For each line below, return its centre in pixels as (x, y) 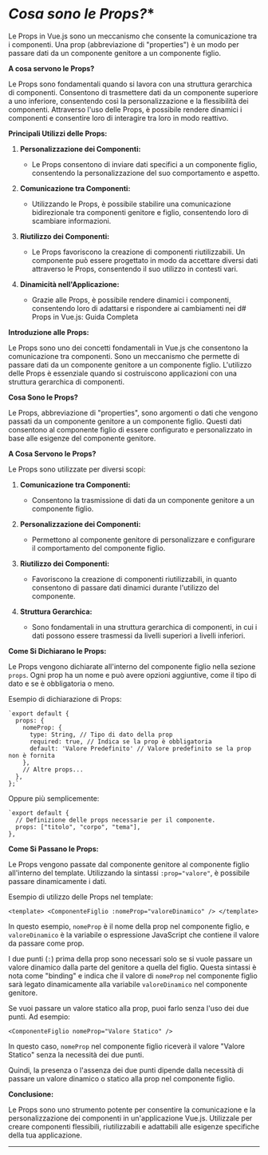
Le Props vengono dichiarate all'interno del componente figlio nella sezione (132, 666)
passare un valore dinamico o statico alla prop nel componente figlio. (122, 1078)
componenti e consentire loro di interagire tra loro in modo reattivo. (118, 117)
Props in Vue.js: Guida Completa (85, 317)
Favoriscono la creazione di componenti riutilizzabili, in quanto (134, 579)
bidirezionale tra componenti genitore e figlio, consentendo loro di (140, 212)
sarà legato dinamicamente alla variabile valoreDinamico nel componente (128, 984)
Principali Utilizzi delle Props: (58, 133)
